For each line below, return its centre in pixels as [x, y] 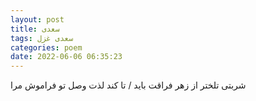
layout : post [37, 19]
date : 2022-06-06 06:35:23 [66, 57]
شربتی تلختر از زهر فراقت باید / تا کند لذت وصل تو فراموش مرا [128, 85]
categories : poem [46, 47]
